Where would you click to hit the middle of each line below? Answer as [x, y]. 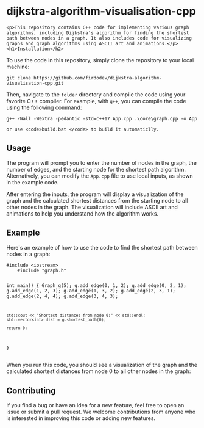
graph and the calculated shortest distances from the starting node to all [97, 200]
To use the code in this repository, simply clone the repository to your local [100, 60]
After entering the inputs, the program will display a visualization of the [95, 194]
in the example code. [33, 182]
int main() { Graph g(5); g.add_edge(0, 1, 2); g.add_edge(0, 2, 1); [97, 286]
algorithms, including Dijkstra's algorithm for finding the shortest [98, 33]
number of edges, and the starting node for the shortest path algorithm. [96, 169]
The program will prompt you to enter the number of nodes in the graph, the [101, 162]
